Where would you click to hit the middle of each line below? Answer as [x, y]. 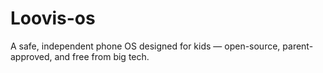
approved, [31, 56]
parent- [298, 46]
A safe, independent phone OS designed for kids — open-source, [145, 46]
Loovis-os [53, 18]
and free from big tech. [102, 56]
